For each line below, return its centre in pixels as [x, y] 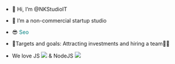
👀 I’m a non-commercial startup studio [59, 20]
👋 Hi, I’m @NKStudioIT [40, 9]
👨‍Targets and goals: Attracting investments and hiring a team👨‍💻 [90, 44]
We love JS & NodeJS [43, 56]
